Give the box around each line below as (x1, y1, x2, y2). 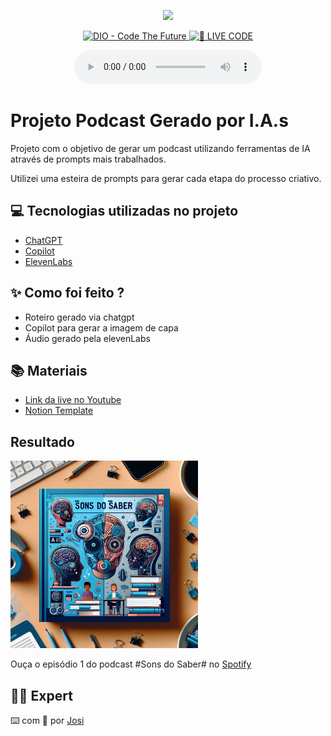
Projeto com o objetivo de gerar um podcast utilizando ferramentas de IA (10, 142, 311, 154)
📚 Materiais (10, 362, 88, 379)
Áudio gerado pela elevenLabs (24, 332, 151, 344)
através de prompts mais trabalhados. (10, 153, 167, 165)
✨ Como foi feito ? (10, 285, 125, 302)
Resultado (10, 433, 75, 450)
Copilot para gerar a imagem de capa (24, 321, 179, 334)
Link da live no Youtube (24, 394, 122, 406)
